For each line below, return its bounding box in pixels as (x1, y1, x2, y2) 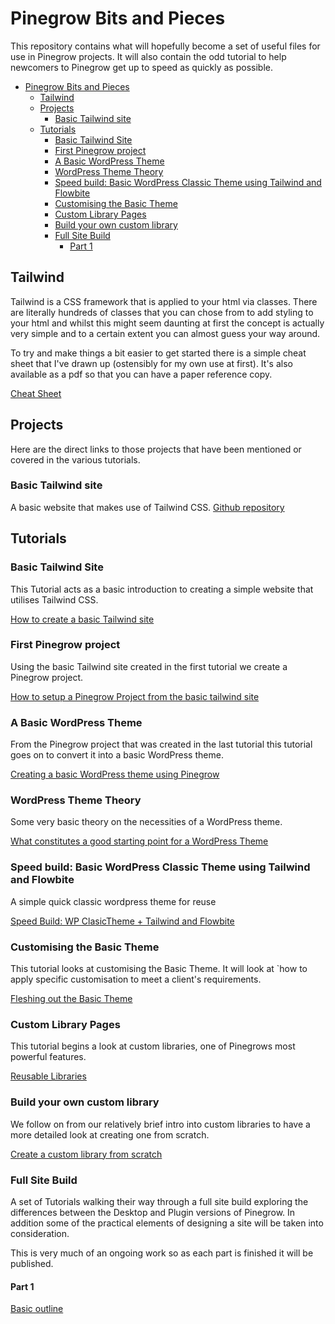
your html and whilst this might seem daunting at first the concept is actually (10, 317, 325, 329)
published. (10, 1257, 54, 1269)
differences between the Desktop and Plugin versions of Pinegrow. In (10, 1206, 296, 1218)
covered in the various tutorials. (10, 453, 141, 466)
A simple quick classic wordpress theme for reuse (10, 895, 217, 907)
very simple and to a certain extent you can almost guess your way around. (10, 327, 321, 339)
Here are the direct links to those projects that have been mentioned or (10, 443, 302, 455)
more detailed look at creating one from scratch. (10, 1128, 210, 1141)
